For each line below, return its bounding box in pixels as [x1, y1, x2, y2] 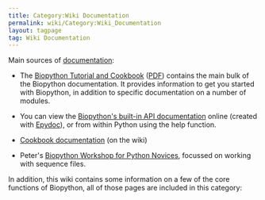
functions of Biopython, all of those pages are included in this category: [8, 183, 243, 193]
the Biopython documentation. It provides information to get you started [19, 79, 255, 89]
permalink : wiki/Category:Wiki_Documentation [8, 19, 161, 27]
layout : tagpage [8, 26, 62, 34]
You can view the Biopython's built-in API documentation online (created [19, 112, 258, 121]
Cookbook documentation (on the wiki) [19, 136, 148, 145]
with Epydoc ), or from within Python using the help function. [19, 120, 217, 129]
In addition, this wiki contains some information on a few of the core [8, 175, 230, 184]
